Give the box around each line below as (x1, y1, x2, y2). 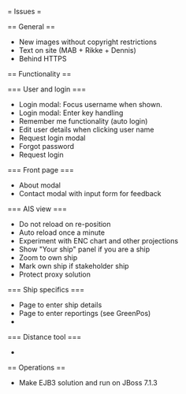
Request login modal (18, 133, 86, 143)
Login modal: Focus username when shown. (18, 100, 162, 109)
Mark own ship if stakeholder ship (18, 262, 129, 270)
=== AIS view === (7, 204, 68, 214)
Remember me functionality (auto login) (18, 117, 148, 125)
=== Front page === (7, 165, 74, 174)
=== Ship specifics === (7, 285, 85, 294)
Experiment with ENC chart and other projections (18, 236, 179, 245)
